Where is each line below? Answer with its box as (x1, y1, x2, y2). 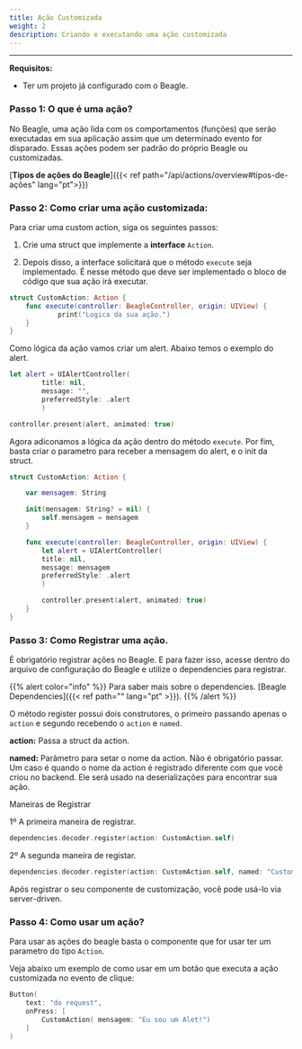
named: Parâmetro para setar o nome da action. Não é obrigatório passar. (9, 753, 284, 764)
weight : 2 (9, 22, 47, 31)
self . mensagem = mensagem (41, 514, 139, 523)
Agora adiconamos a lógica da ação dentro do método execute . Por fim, (9, 435, 275, 446)
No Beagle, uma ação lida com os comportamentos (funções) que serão (9, 123, 277, 134)
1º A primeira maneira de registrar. (9, 816, 137, 828)
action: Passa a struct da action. (9, 735, 130, 747)
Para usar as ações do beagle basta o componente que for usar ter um (9, 937, 271, 947)
